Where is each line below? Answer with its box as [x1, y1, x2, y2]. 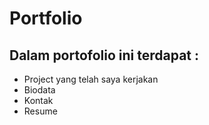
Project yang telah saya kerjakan [23, 73, 159, 85]
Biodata [23, 84, 56, 96]
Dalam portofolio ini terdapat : [9, 47, 200, 64]
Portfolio [9, 7, 83, 30]
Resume [23, 105, 58, 117]
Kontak [23, 95, 54, 106]
